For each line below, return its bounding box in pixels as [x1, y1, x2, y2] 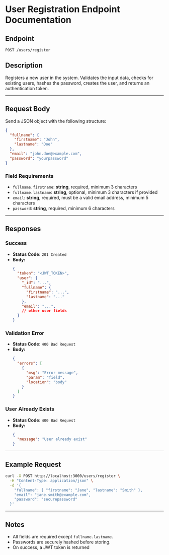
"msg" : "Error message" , [26, 370, 78, 376]
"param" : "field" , [26, 375, 65, 380]
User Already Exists [5, 405, 54, 412]
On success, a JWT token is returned [12, 544, 90, 550]
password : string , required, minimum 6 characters [12, 205, 115, 211]
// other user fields [22, 308, 67, 313]
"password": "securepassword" [14, 497, 78, 502]
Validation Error [5, 330, 44, 337]
